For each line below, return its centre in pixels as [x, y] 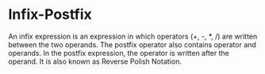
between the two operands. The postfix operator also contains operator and [132, 44]
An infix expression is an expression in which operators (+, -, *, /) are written [133, 36]
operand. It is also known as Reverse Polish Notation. [95, 61]
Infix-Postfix [50, 15]
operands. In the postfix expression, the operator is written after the [119, 53]
